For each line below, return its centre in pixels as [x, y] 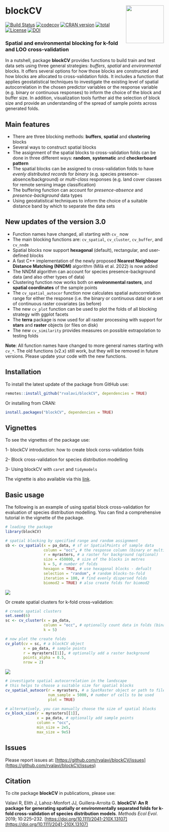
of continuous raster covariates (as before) [57, 303]
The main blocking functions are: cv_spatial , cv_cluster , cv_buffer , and [88, 239]
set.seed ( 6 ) [18, 616]
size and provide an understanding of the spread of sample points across [81, 103]
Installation [23, 372]
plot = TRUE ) [62, 700]
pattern [20, 163]
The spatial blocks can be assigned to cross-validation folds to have [83, 169]
